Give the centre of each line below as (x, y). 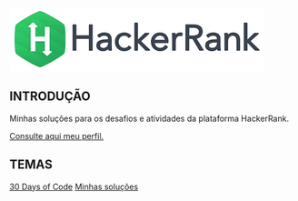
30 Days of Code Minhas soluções (74, 186)
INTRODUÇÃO (50, 97)
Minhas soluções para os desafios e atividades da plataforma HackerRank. (149, 118)
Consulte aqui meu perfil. (57, 136)
